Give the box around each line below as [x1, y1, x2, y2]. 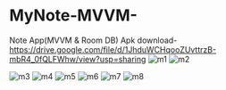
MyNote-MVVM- [9, 5, 138, 26]
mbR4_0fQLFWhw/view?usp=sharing [9, 53, 146, 64]
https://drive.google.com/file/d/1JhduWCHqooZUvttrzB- [9, 44, 217, 54]
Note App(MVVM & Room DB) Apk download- [9, 35, 178, 45]
